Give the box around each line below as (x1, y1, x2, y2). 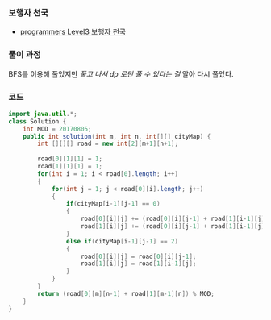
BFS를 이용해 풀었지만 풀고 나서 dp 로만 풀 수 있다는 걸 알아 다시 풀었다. (8, 69, 234, 78)
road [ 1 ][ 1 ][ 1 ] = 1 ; (37, 163, 103, 171)
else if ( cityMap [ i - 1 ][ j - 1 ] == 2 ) (65, 237, 179, 245)
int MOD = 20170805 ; (23, 125, 92, 133)
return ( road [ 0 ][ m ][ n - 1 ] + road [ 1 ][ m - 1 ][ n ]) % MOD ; (37, 289, 215, 297)
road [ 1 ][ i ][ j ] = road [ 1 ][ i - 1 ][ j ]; (80, 260, 197, 268)
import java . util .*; (8, 110, 78, 118)
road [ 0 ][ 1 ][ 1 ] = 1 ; (37, 155, 103, 163)
